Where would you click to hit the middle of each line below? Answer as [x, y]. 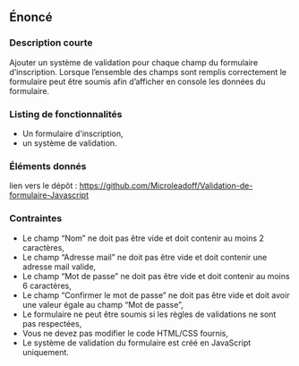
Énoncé [31, 17]
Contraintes [36, 218]
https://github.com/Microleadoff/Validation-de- [166, 186]
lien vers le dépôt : [43, 186]
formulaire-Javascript [49, 195]
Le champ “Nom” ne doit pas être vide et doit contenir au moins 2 [143, 238]
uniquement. [46, 352]
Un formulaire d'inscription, [73, 133]
